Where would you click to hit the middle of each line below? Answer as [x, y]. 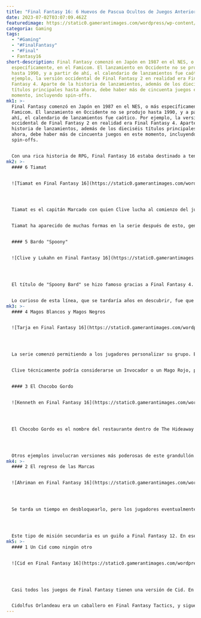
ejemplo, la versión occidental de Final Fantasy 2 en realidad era [99, 79]
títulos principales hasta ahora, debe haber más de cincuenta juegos [101, 90]
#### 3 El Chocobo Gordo [42, 387]
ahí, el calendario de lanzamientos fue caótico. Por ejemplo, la [96, 117]
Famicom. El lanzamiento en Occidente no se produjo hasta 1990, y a [100, 112]
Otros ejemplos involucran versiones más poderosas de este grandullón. [104, 456]
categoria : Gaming [29, 28]
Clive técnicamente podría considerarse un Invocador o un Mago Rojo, [101, 370]
